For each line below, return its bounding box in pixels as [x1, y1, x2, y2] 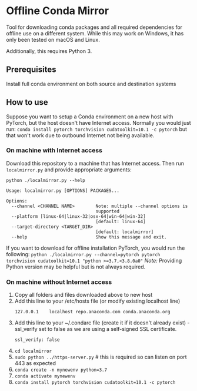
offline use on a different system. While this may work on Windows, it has [6, 29, 184, 37]
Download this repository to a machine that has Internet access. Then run [6, 160, 184, 167]
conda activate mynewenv [14, 373, 76, 379]
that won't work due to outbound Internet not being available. [6, 131, 155, 139]
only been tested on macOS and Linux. [6, 36, 100, 43]
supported [95, 208, 119, 214]
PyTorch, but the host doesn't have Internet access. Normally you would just [6, 119, 191, 126]
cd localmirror [14, 349, 52, 354]
